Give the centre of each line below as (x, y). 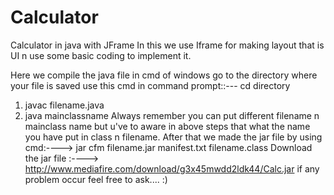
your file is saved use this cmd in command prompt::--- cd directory (150, 85)
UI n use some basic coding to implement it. (101, 55)
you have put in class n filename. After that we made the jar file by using (173, 137)
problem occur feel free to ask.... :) (96, 179)
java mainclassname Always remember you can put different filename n (172, 115)
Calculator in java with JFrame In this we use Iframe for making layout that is (167, 45)
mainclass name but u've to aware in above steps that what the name (167, 126)
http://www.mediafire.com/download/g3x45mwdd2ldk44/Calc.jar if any (172, 168)
